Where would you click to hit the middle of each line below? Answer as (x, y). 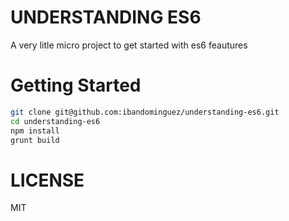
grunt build (35, 140)
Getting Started (76, 85)
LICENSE (47, 180)
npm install (35, 131)
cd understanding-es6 (55, 121)
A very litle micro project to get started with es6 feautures (129, 45)
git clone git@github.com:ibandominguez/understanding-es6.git (145, 112)
